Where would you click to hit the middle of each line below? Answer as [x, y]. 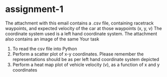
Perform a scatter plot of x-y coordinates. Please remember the [78, 54]
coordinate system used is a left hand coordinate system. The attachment [81, 33]
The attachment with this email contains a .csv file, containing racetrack [79, 23]
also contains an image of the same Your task [52, 39]
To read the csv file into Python [45, 48]
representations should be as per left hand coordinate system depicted [86, 59]
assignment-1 [34, 9]
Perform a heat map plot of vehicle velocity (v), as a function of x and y [86, 64]
